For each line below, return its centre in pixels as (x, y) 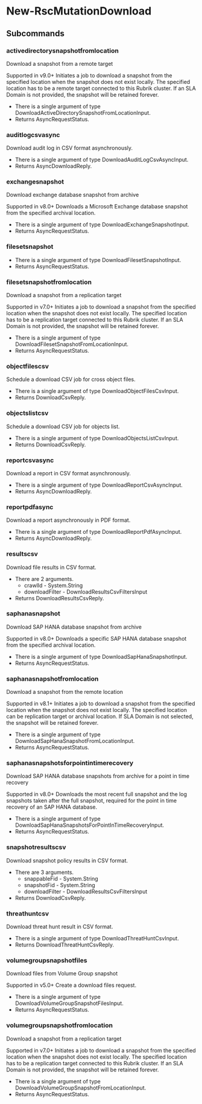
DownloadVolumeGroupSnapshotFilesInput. (69, 1003)
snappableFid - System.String (61, 878)
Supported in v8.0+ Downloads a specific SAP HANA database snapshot (96, 638)
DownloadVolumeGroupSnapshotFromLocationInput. (80, 1088)
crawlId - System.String (53, 585)
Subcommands (35, 34)
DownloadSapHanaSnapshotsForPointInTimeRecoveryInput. (90, 825)
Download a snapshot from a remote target (60, 63)
